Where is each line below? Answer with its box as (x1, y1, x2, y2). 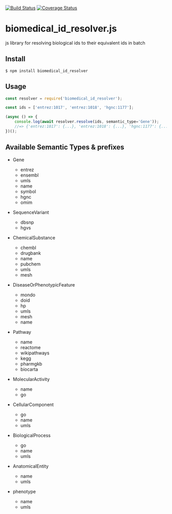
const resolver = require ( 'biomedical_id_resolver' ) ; (5, 96, 123, 101)
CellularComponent (12, 401, 54, 408)
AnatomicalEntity (12, 463, 49, 469)
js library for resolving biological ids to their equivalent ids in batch (5, 40, 146, 46)
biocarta (20, 366, 38, 372)
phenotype (12, 488, 36, 494)
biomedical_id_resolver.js (5, 23, 117, 34)
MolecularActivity (12, 376, 50, 382)
